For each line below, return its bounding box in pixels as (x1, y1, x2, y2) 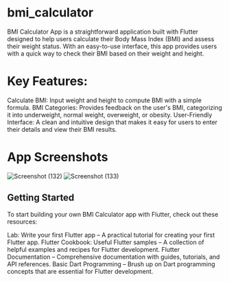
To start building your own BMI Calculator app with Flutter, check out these (7, 210, 219, 218)
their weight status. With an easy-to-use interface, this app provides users (7, 42, 217, 50)
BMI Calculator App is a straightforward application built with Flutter (7, 27, 199, 36)
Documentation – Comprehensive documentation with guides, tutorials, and (7, 252, 221, 261)
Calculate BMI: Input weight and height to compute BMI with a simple (7, 96, 202, 104)
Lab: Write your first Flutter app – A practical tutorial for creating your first (7, 231, 215, 239)
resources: (7, 218, 38, 226)
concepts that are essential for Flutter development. (7, 267, 154, 275)
